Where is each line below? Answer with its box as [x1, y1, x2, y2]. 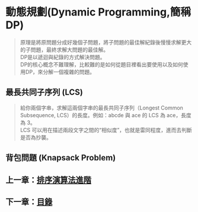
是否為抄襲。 [20, 134, 52, 141]
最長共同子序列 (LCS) [5, 87, 84, 98]
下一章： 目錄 [5, 197, 53, 207]
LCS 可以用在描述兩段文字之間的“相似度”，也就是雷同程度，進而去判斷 [20, 126, 192, 133]
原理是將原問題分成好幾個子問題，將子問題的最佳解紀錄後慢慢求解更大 [20, 38, 192, 46]
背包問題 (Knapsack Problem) [5, 153, 116, 163]
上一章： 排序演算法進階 [5, 175, 91, 185]
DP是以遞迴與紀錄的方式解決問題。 [20, 53, 106, 60]
